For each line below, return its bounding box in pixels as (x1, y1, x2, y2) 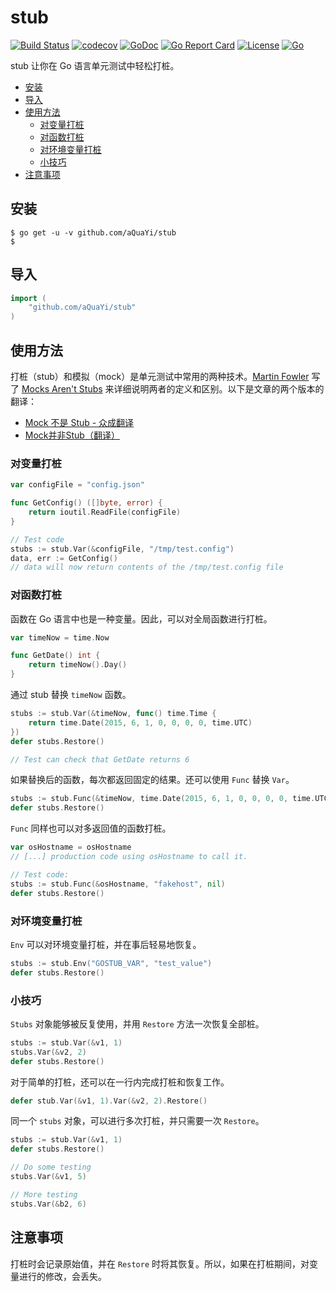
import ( (10, 293, 47, 303)
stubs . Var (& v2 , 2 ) (10, 1047, 87, 1057)
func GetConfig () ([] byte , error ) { (10, 498, 163, 508)
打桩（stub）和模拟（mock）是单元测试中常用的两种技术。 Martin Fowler (10, 371, 310, 382)
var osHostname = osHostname (10, 842, 132, 853)
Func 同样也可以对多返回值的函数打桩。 (10, 822, 172, 835)
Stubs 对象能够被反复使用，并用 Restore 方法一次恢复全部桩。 (10, 1017, 265, 1030)
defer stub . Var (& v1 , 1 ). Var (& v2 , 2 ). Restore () (10, 1096, 208, 1106)
